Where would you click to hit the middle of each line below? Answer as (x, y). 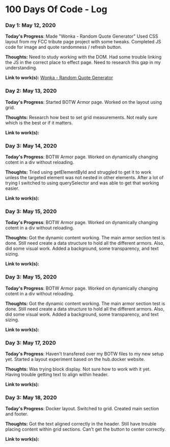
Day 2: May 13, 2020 (31, 91)
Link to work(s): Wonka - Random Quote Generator (59, 78)
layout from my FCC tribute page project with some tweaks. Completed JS (83, 42)
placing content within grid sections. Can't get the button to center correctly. (86, 429)
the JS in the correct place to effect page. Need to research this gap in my (83, 63)
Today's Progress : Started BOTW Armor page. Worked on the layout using (83, 102)
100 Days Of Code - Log (56, 9)
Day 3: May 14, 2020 (31, 146)
